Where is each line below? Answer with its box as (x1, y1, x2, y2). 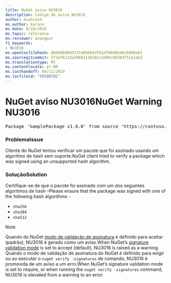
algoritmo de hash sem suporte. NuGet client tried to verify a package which (5, 153, 165, 159)
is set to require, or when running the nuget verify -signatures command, (5, 266, 163, 273)
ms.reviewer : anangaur (5, 36, 54, 41)
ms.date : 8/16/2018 (5, 27, 47, 32)
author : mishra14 (5, 17, 42, 22)
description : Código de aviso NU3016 (5, 12, 86, 17)
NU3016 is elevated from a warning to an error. (5, 272, 104, 278)
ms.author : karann (5, 21, 44, 27)
